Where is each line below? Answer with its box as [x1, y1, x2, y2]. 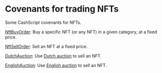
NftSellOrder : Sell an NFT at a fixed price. [5, 43, 88, 49]
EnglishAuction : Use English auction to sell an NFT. [5, 62, 107, 68]
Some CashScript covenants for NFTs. [5, 19, 81, 25]
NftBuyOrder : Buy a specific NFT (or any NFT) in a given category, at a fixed [5, 29, 158, 35]
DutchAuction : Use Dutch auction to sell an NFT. [5, 53, 102, 59]
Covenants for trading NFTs [5, 3, 119, 15]
